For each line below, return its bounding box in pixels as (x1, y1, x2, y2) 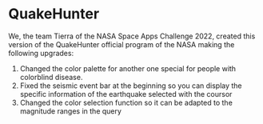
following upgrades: (8, 48, 74, 58)
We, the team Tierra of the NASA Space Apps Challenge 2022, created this (8, 31, 256, 41)
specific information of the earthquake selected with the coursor (19, 89, 233, 98)
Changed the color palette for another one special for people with (19, 63, 237, 73)
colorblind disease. (19, 72, 83, 82)
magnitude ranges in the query (19, 106, 122, 116)
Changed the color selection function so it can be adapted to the (19, 98, 233, 107)
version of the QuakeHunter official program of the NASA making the (8, 39, 235, 49)
